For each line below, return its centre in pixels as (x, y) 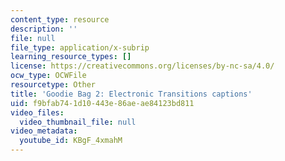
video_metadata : (44, 131)
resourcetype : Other (53, 85)
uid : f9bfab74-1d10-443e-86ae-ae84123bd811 (102, 103)
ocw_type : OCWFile (48, 76)
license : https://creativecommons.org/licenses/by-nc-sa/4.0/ (142, 66)
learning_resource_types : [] (71, 57)
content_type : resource (60, 19)
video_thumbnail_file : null (78, 122)
